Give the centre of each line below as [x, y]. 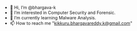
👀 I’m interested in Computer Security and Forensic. [63, 13]
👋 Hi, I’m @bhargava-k [33, 8]
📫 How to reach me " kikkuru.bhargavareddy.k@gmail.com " [71, 23]
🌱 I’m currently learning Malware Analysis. [53, 18]
